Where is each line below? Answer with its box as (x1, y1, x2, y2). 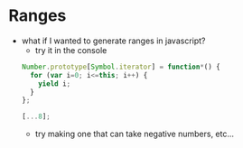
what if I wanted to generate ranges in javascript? (21, 35, 206, 46)
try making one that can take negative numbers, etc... (34, 128, 235, 140)
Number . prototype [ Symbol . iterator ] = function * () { (21, 62, 220, 71)
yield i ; (38, 79, 71, 88)
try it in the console (34, 44, 107, 55)
